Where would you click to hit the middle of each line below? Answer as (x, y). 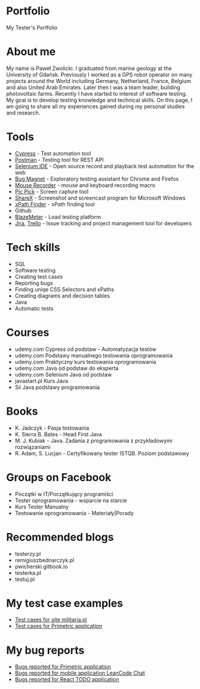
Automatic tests (34, 308)
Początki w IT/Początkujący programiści (64, 494)
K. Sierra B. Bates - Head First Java (58, 434)
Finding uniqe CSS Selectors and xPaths (64, 289)
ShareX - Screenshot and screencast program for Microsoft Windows (100, 198)
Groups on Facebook (59, 477)
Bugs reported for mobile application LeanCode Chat (80, 673)
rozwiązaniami (33, 447)
